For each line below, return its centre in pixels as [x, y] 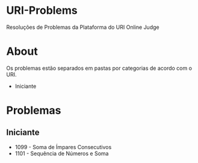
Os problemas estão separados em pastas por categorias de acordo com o [99, 68]
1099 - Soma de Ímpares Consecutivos [63, 147]
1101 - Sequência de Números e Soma [62, 153]
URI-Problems [42, 11]
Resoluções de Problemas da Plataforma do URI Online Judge [83, 27]
